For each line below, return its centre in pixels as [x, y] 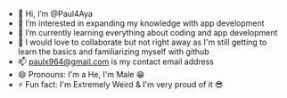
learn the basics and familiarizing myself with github [113, 52]
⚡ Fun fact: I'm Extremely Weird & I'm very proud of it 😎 [120, 84]
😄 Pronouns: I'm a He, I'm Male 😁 [81, 74]
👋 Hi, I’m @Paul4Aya [55, 14]
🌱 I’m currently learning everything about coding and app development [148, 33]
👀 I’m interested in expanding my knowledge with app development [141, 23]
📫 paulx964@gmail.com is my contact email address [116, 61]
